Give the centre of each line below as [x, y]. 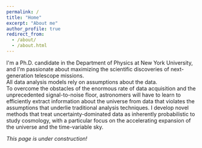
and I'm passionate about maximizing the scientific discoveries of [88, 69]
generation [20, 76]
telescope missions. [59, 76]
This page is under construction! [47, 138]
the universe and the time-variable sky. [55, 127]
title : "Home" [24, 18]
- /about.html [29, 46]
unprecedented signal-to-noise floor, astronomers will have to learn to [94, 95]
